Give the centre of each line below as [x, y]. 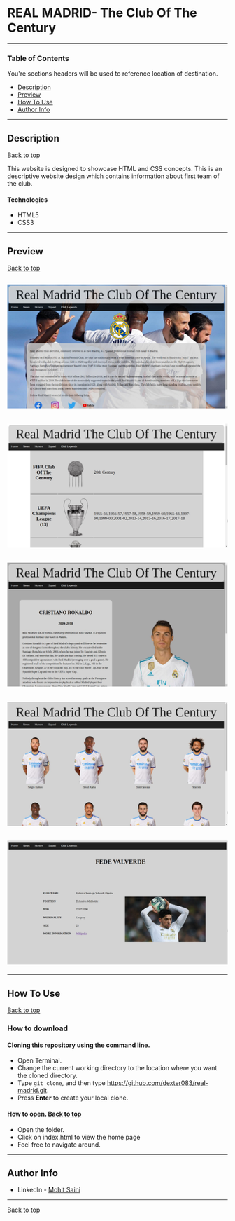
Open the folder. [41, 1129]
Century [32, 28]
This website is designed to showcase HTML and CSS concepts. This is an [115, 169]
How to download [38, 1028]
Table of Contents [38, 58]
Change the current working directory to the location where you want [117, 1068]
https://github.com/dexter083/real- [158, 1083]
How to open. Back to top [44, 1114]
